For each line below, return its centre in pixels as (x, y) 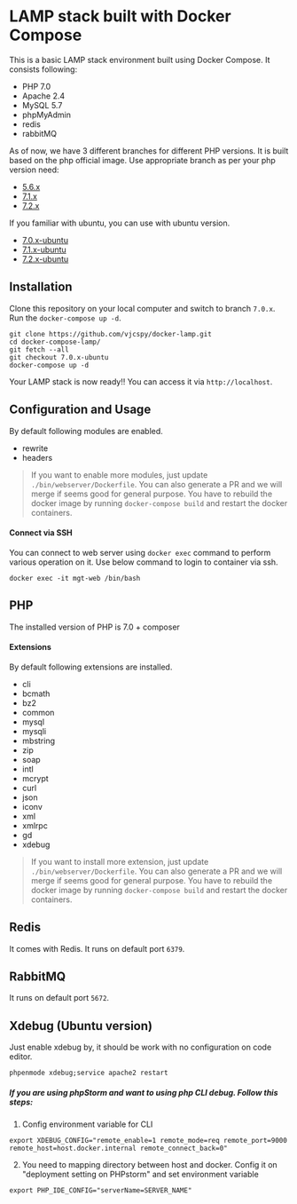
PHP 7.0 (36, 86)
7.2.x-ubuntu (45, 258)
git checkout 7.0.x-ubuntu (59, 357)
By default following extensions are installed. (91, 667)
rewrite (35, 448)
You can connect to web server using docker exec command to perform (140, 552)
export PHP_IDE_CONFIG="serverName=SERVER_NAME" (101, 1191)
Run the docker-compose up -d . (65, 318)
